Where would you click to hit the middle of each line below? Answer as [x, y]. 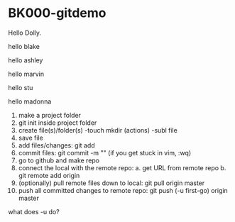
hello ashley [26, 60]
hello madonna [30, 101]
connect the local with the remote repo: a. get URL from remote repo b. [122, 167]
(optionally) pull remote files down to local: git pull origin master [111, 183]
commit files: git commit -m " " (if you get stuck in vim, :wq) [105, 152]
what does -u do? [34, 211]
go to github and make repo [59, 160]
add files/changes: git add [56, 145]
